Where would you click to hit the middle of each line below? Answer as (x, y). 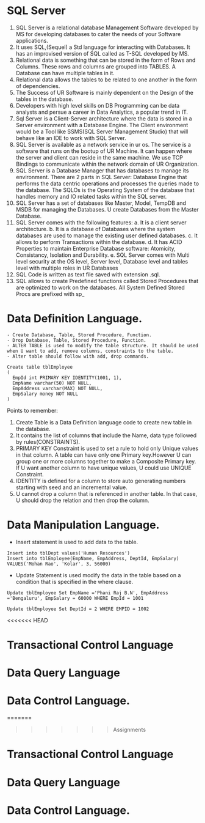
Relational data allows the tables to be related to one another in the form (106, 79)
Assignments (129, 730)
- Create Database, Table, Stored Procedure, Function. (79, 335)
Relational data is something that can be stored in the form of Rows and (106, 60)
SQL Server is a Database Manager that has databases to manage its (102, 170)
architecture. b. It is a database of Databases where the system (95, 229)
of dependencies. (38, 86)
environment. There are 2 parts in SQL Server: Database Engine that (101, 177)
